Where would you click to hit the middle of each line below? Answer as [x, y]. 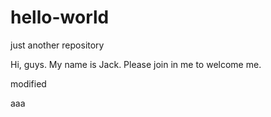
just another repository [57, 45]
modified [28, 83]
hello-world [60, 17]
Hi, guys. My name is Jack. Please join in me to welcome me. [136, 64]
